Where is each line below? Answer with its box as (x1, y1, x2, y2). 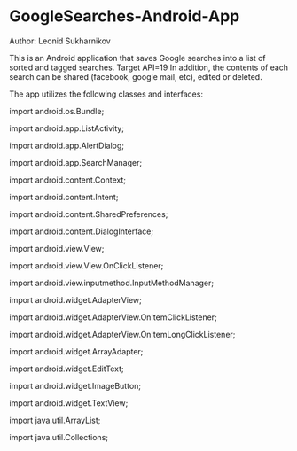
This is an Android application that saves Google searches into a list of (9, 52, 266, 63)
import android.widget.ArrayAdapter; (9, 346, 144, 356)
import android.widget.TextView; (9, 397, 129, 408)
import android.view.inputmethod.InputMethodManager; (9, 277, 215, 288)
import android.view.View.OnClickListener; (9, 260, 164, 271)
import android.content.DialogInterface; (9, 226, 153, 237)
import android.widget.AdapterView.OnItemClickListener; (9, 312, 217, 323)
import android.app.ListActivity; (9, 122, 124, 134)
